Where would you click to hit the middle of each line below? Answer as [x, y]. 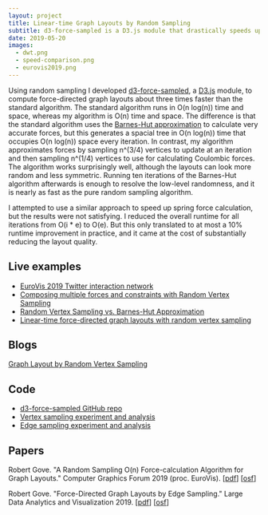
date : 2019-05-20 [37, 38]
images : [21, 46]
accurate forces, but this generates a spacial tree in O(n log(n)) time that [127, 133]
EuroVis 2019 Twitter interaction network [87, 286]
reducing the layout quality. [53, 241]
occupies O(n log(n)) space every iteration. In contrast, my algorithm [121, 141]
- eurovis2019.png [46, 68]
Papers [26, 451]
